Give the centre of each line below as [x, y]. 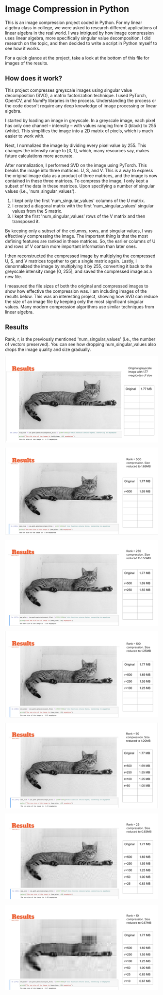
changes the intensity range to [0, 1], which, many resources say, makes [77, 150]
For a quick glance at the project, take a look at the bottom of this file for [77, 58]
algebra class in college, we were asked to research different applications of [81, 27]
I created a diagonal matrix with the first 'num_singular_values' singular [83, 205]
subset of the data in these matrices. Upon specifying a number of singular [80, 186]
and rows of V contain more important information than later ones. [71, 246]
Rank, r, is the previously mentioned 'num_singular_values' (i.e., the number [80, 339]
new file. [14, 276]
